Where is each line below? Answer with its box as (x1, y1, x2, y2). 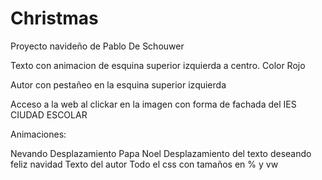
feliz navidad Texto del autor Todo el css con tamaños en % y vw (10, 158, 279, 170)
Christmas (10, 7, 99, 30)
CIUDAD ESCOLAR (10, 108, 88, 121)
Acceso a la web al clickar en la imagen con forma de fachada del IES (10, 98, 297, 110)
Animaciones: (10, 128, 67, 140)
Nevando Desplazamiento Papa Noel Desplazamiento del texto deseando (10, 147, 312, 159)
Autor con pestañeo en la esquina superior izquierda (10, 78, 227, 91)
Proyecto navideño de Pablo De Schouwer (10, 40, 185, 52)
